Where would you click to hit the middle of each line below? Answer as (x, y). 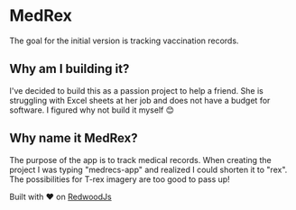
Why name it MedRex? (74, 138)
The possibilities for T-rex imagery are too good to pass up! (120, 179)
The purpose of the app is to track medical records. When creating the (141, 160)
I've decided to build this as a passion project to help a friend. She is (136, 90)
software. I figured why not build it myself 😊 (92, 110)
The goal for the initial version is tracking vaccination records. (124, 41)
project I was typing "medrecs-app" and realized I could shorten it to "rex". (148, 169)
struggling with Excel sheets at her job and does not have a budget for (140, 100)
